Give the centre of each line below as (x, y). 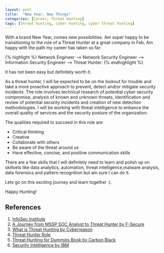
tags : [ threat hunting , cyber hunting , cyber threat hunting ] (70, 23)
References (23, 207)
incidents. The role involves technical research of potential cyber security (79, 92)
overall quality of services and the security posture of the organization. (77, 113)
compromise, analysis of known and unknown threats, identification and (78, 97)
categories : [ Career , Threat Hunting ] (45, 19)
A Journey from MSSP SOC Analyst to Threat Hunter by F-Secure (78, 225)
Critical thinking (28, 132)
